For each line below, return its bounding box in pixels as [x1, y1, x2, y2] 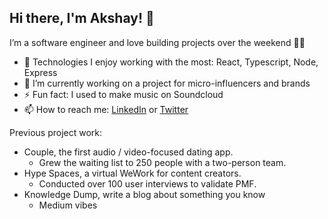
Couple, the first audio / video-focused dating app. [23, 146, 234, 158]
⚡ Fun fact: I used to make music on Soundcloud [23, 88, 224, 100]
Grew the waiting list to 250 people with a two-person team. [38, 156, 287, 168]
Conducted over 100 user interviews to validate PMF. [38, 177, 257, 190]
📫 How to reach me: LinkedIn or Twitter [23, 103, 189, 115]
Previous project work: [9, 126, 103, 138]
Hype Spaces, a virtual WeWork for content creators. [23, 167, 242, 179]
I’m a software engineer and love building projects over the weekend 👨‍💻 [9, 36, 306, 48]
